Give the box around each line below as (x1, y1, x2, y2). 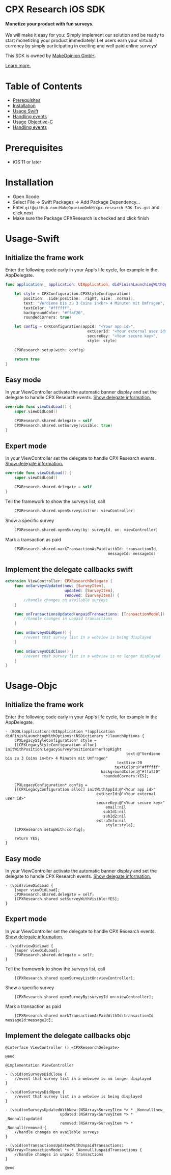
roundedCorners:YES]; (103, 774, 149, 779)
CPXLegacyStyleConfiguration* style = (14, 738, 97, 743)
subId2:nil (103, 814, 126, 819)
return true (14, 356, 40, 362)
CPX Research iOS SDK (5, 4, 105, 15)
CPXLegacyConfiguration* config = (14, 782, 88, 788)
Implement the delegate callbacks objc (5, 1031, 131, 1040)
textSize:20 (117, 760, 142, 766)
